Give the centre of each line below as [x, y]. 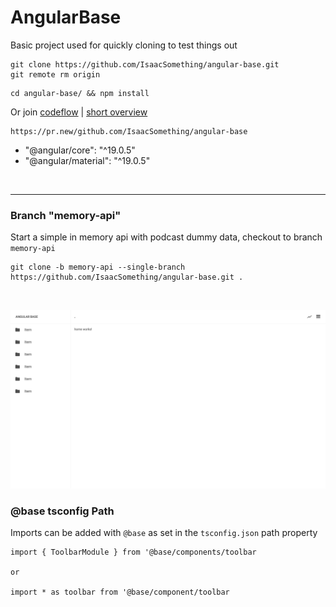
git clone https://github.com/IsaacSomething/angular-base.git [145, 64]
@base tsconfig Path [62, 511]
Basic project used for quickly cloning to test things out [124, 45]
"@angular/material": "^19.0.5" [87, 160]
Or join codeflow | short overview [79, 112]
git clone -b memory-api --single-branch [98, 267]
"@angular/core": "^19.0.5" [80, 150]
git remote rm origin [55, 74]
